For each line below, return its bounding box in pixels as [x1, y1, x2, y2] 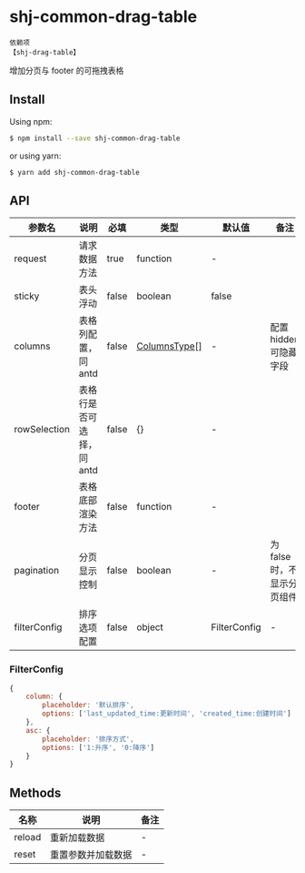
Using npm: [9, 116, 53, 127]
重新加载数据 [49, 831, 105, 844]
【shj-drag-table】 [9, 47, 81, 56]
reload [14, 831, 42, 844]
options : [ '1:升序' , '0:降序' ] [42, 743, 155, 752]
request [14, 252, 47, 265]
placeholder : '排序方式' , [42, 735, 134, 744]
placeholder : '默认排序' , [42, 701, 134, 710]
